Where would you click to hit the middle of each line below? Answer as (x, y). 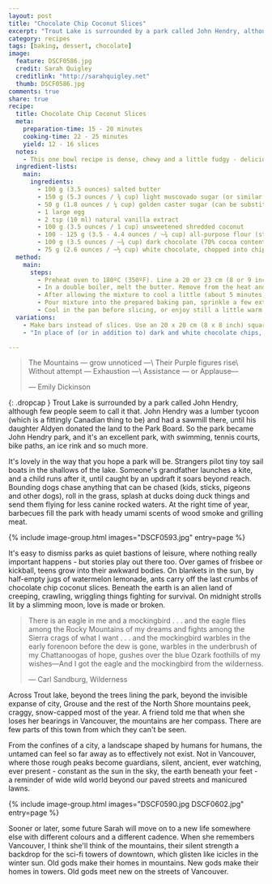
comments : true (34, 91)
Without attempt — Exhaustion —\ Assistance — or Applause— (133, 371)
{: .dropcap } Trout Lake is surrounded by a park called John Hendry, (123, 403)
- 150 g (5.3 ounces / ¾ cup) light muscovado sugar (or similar (150, 197)
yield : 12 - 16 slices (61, 144)
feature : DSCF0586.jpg (54, 62)
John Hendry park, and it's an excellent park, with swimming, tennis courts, (134, 437)
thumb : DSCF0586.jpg (50, 84)
